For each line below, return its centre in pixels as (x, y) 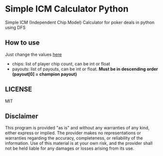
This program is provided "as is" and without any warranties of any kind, (77, 128)
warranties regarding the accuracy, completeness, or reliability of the (74, 138)
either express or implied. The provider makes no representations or (73, 133)
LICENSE (19, 89)
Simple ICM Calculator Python (67, 9)
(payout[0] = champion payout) (44, 74)
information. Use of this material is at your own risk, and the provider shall (79, 143)
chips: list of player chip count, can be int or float (61, 63)
